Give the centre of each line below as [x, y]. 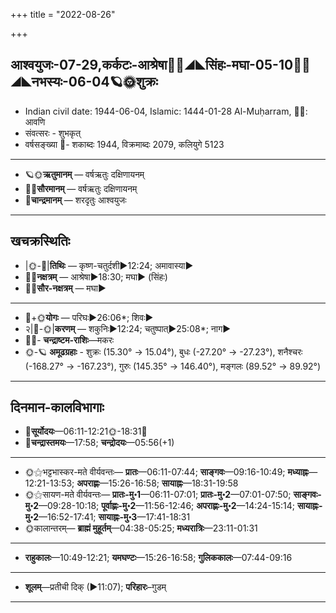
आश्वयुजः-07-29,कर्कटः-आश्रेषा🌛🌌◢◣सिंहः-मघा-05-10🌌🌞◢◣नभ [160, 65]
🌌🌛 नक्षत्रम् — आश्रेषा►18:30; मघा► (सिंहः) [96, 276]
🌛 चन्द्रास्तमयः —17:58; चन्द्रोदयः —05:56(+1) [99, 443]
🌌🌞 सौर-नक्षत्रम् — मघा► [65, 288]
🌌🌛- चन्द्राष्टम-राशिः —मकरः [69, 340]
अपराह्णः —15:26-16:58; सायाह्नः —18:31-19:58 [157, 483]
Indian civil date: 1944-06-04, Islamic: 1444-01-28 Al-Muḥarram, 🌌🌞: [166, 111]
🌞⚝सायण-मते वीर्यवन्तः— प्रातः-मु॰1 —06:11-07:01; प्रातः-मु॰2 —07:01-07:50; [158, 495]
